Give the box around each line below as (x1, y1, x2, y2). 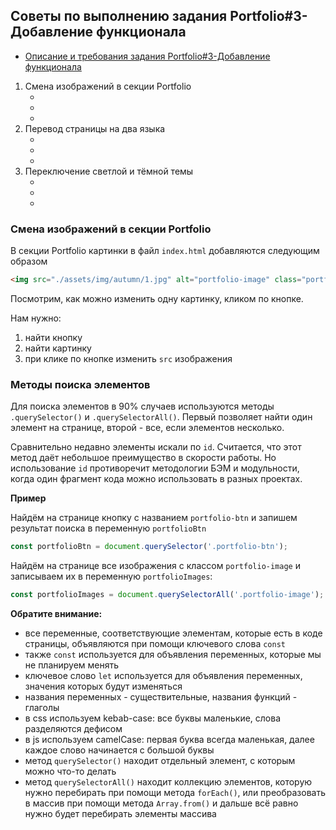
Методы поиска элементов (10, 377, 151, 391)
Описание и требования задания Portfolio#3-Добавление (24, 50, 271, 62)
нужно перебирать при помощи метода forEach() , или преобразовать (24, 787, 326, 799)
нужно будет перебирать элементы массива (24, 808, 217, 820)
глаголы (24, 702, 60, 714)
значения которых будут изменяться (24, 680, 183, 693)
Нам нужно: (10, 312, 62, 324)
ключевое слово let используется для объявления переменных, (24, 670, 303, 682)
